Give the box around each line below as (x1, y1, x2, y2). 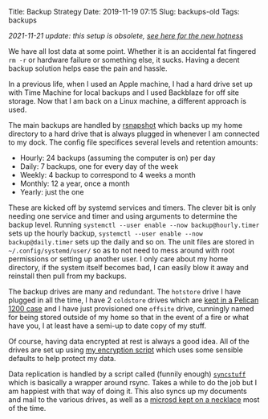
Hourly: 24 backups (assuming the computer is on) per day (19, 153, 216, 162)
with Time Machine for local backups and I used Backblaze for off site (8, 88, 239, 97)
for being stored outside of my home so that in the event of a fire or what (8, 313, 249, 322)
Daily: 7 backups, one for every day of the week (19, 162, 179, 171)
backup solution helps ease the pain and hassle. (8, 64, 168, 73)
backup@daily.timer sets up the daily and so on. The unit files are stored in (8, 237, 254, 246)
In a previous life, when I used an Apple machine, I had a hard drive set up (8, 80, 253, 88)
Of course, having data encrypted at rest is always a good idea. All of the (8, 337, 250, 346)
